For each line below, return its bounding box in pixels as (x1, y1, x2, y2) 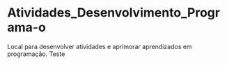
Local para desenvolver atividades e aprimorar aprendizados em (7, 42, 193, 50)
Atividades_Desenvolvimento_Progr (7, 5, 221, 21)
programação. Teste (7, 50, 65, 58)
